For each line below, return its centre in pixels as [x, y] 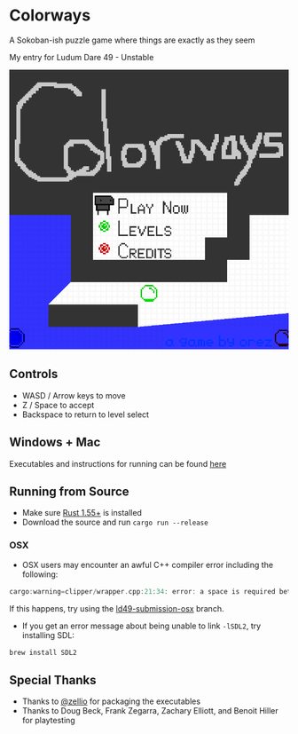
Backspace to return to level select [85, 414]
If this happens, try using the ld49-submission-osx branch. [117, 608]
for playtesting [48, 721]
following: [40, 574]
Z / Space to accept [58, 405]
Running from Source [70, 491]
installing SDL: [48, 635]
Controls [34, 374]
